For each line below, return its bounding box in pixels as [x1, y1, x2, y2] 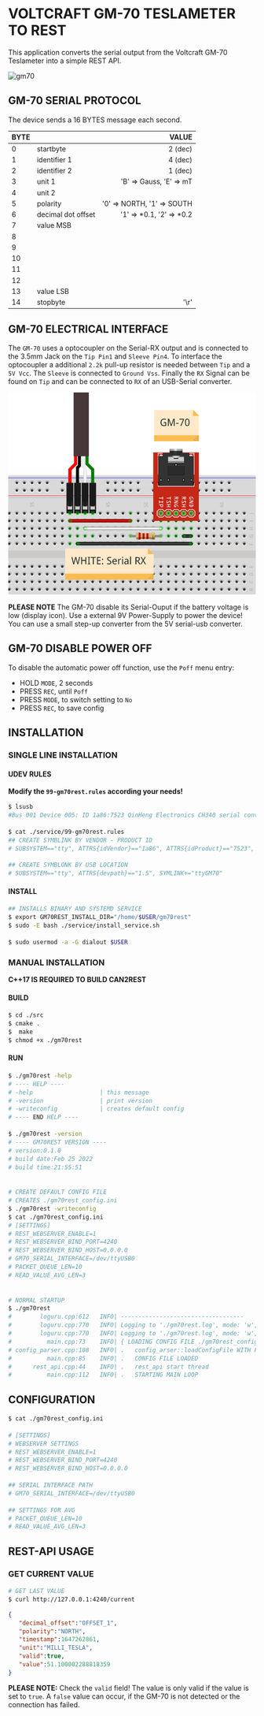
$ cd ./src [8, 1011, 44, 1019]
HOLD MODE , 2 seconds [19, 678, 93, 687]
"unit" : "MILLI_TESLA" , [18, 1644, 93, 1652]
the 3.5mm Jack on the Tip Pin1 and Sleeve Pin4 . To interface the [8, 352, 222, 361]
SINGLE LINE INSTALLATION [8, 750, 118, 761]
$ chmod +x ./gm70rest [8, 1036, 82, 1044]
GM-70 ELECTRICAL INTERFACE [8, 322, 169, 336]
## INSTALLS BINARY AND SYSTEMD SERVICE [8, 905, 143, 913]
